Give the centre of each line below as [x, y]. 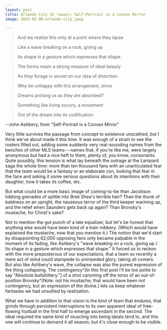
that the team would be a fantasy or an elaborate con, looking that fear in [80, 171]
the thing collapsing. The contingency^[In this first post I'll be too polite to [81, 270]
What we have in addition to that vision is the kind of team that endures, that [83, 301]
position [13, 281]
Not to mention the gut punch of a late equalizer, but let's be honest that [79, 222]
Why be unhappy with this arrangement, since [65, 86]
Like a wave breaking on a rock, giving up [60, 47]
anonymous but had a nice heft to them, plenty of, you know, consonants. [81, 156]
